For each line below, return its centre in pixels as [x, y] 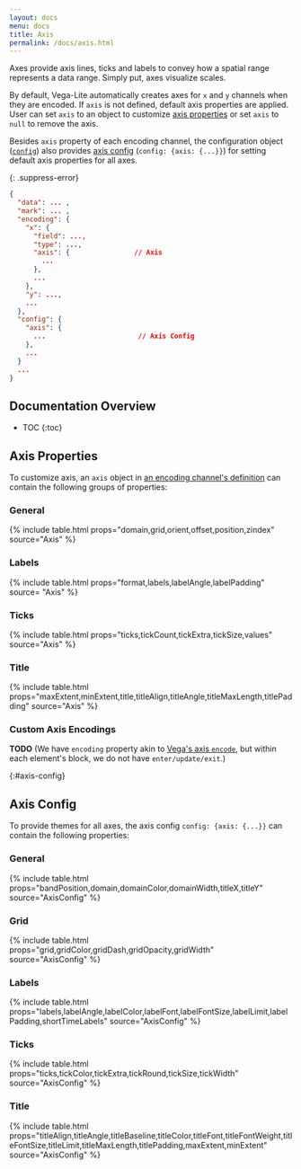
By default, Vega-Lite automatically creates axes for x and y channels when [149, 95]
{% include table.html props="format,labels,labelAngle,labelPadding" [137, 582]
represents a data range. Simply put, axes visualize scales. [118, 78]
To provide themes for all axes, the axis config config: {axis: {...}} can [146, 826]
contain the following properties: [70, 836]
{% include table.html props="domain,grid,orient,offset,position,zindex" [142, 530]
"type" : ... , [58, 244]
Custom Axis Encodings [63, 730]
